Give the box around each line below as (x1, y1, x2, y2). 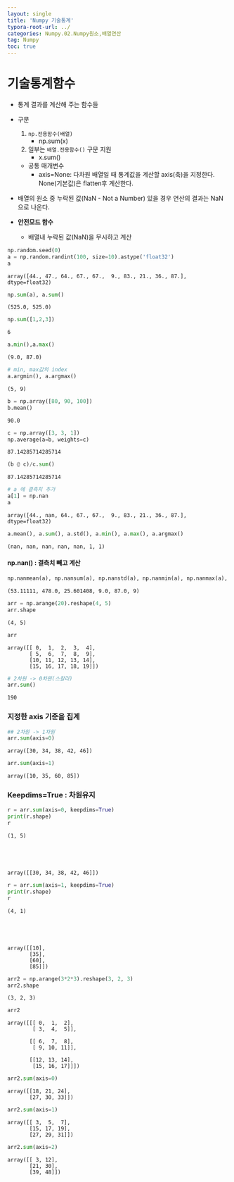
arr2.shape (7, 982, 39, 989)
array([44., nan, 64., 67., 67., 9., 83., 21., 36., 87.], (7, 511, 188, 518)
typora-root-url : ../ (7, 23, 71, 30)
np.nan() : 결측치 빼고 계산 (7, 559, 81, 567)
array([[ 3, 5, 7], (7, 1119, 71, 1126)
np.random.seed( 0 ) (7, 247, 61, 254)
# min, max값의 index (7, 366, 68, 373)
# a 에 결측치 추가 (7, 486, 56, 493)
